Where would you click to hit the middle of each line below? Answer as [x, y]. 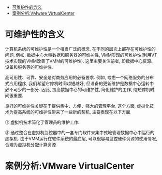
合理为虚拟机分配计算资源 [30, 144]
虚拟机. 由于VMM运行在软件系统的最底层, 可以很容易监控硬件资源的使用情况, [81, 138]
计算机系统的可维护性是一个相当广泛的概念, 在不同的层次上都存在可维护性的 [80, 49]
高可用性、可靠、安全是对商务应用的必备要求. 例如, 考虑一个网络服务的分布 [79, 77]
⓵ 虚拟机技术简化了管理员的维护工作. [42, 122]
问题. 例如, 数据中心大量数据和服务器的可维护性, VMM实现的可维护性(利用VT [81, 55]
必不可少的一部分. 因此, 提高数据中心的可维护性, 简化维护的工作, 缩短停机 [78, 89]
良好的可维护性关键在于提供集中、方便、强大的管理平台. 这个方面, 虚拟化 [77, 106]
